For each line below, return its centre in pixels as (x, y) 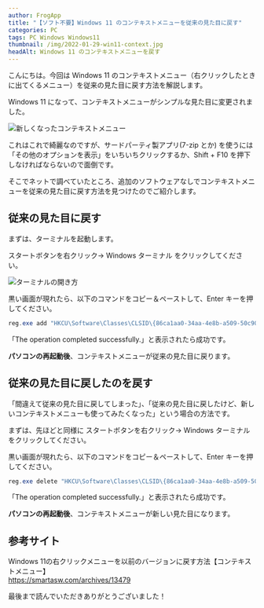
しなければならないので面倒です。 (63, 165)
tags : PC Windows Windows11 (54, 37)
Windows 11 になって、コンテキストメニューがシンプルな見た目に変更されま (131, 102)
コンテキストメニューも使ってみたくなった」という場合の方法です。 (124, 413)
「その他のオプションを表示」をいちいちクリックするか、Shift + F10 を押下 (130, 155)
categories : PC (33, 30)
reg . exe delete (33, 481)
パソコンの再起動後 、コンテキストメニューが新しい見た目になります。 (121, 514)
